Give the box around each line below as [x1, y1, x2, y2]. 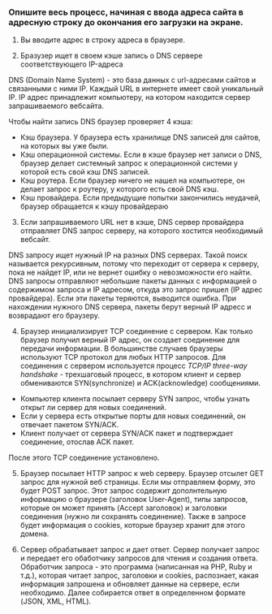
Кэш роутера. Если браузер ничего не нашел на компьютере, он [19, 175, 245, 185]
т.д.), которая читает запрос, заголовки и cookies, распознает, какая [19, 571, 259, 581]
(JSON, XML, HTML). [19, 596, 92, 607]
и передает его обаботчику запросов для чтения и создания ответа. [19, 553, 258, 563]
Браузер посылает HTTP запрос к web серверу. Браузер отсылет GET [19, 469, 265, 478]
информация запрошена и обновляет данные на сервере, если [19, 579, 240, 589]
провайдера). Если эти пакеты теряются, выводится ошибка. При [8, 293, 237, 303]
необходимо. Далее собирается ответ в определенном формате [19, 588, 246, 598]
